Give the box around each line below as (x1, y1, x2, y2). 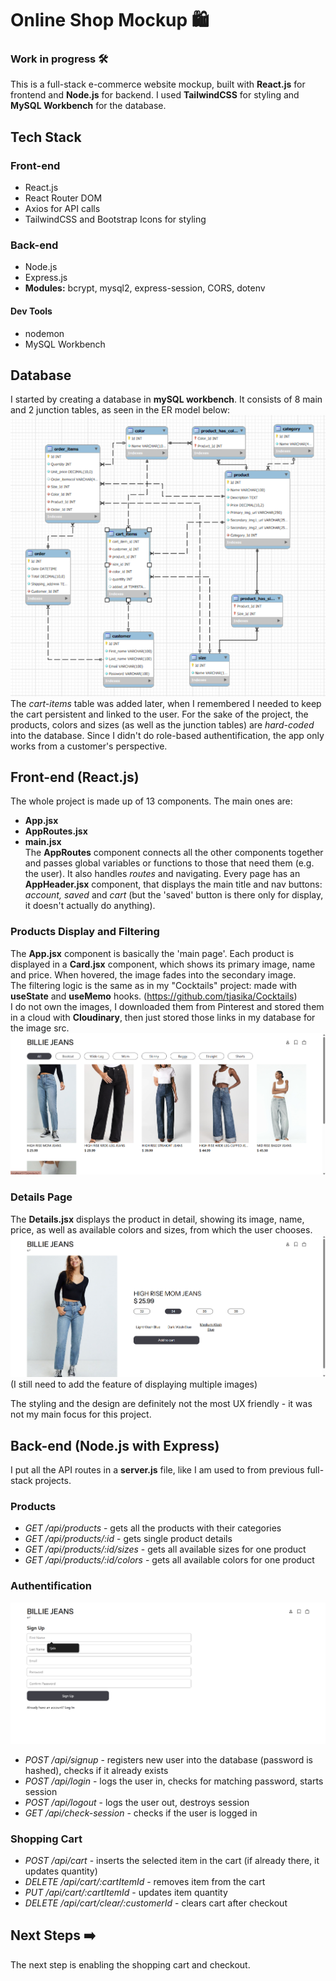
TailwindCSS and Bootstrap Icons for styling (24, 213, 207, 226)
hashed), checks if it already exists (24, 1764, 169, 1776)
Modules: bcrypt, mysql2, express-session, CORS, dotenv (24, 282, 266, 294)
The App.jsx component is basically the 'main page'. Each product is (10, 947, 295, 959)
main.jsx (24, 836, 62, 848)
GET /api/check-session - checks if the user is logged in (24, 1807, 258, 1819)
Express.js (24, 272, 68, 284)
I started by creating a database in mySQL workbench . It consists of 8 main (10, 393, 323, 406)
